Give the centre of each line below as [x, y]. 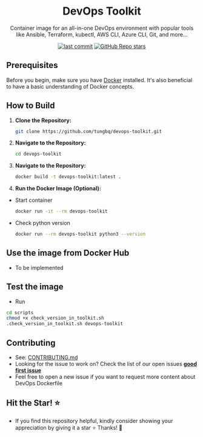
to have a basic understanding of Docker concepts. [70, 86]
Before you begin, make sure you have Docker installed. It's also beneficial [99, 80]
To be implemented [39, 267]
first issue [28, 370]
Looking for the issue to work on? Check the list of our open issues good [106, 364]
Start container [34, 200]
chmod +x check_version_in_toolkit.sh [55, 318]
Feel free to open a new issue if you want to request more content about [105, 377]
